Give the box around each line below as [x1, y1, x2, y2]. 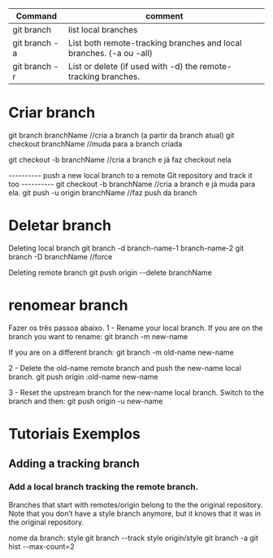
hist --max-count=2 [8, 541, 75, 551]
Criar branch [8, 103, 96, 122]
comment [145, 11, 184, 21]
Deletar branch [8, 216, 112, 235]
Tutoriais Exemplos [8, 425, 141, 442]
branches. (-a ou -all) [67, 48, 153, 59]
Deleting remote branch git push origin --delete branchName [8, 268, 213, 277]
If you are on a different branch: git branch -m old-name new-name [8, 347, 234, 357]
